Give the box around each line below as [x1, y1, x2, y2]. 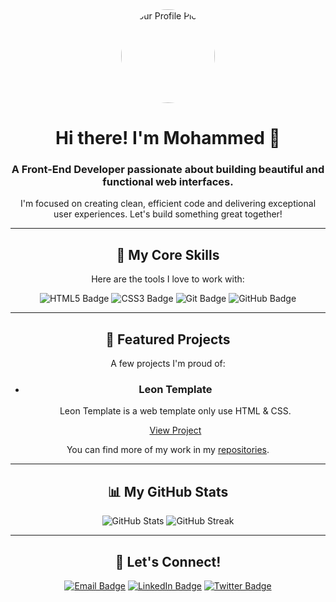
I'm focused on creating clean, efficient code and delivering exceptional [19, 198, 317, 210]
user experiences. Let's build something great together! [53, 208, 283, 220]
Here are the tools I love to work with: [91, 273, 245, 285]
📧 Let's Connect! [114, 553, 222, 570]
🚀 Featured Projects [105, 331, 231, 348]
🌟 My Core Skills [116, 246, 220, 263]
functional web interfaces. [102, 175, 234, 189]
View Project [149, 424, 202, 437]
